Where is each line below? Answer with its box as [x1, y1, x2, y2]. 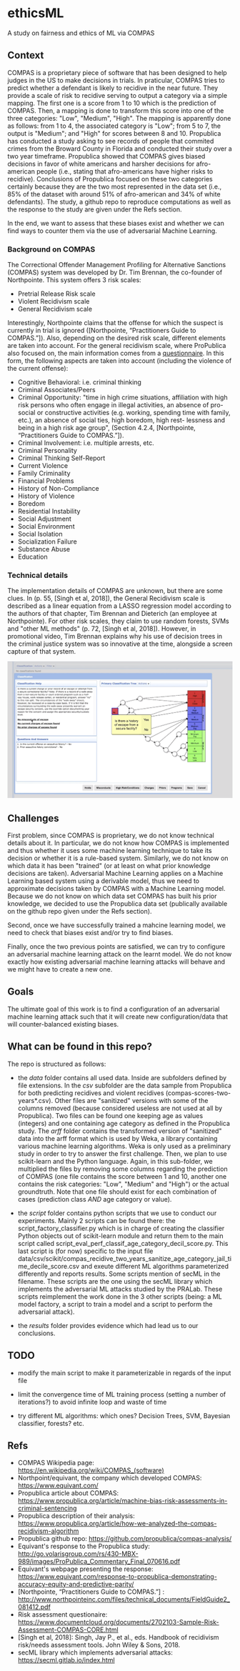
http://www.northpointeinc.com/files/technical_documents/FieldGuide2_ [17, 1595, 231, 1604]
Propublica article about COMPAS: [17, 1489, 119, 1497]
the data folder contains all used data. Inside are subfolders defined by [17, 1073, 227, 1082]
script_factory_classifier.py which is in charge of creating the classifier [17, 1224, 225, 1232]
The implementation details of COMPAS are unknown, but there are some [7, 587, 223, 595]
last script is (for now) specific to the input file [17, 1247, 154, 1255]
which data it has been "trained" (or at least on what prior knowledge [7, 862, 211, 870]
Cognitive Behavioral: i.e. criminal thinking [17, 378, 141, 386]
